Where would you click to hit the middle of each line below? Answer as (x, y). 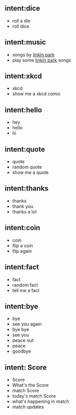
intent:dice (22, 8)
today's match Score (34, 396)
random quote (27, 167)
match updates (28, 407)
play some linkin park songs (42, 60)
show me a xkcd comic (36, 94)
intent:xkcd (23, 76)
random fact (25, 285)
